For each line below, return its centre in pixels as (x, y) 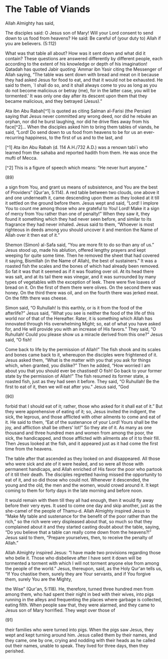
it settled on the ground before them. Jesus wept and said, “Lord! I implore (82, 203)
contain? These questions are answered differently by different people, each (84, 58)
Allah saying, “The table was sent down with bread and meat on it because (82, 74)
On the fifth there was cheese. (36, 298)
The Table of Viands (48, 9)
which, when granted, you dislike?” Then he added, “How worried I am (78, 365)
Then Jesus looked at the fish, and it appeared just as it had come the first (82, 443)
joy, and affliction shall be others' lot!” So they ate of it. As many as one (78, 427)
